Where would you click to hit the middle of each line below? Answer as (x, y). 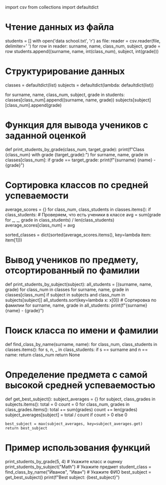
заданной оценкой (46, 136)
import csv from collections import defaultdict (52, 7)
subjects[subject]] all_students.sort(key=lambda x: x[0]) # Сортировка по (81, 300)
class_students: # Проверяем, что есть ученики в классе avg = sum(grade (83, 214)
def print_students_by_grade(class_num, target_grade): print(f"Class (75, 149)
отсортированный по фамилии (72, 270)
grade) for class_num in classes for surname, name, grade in (67, 290)
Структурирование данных (65, 72)
